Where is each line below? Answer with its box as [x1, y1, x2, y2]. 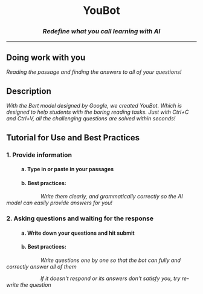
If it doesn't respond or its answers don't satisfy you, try [40, 275, 181, 282]
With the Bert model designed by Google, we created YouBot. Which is [6, 102, 182, 109]
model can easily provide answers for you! [6, 199, 113, 206]
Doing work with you [6, 52, 86, 62]
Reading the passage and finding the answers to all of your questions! [6, 68, 182, 76]
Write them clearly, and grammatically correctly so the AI [40, 193, 183, 200]
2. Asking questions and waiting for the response [6, 214, 154, 223]
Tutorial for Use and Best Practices [6, 132, 140, 143]
